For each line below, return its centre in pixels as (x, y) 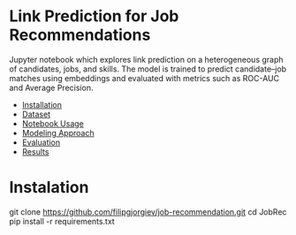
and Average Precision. (51, 87)
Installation (42, 104)
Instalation (49, 188)
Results (35, 151)
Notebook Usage (53, 123)
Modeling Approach (58, 133)
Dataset (36, 114)
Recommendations (80, 35)
